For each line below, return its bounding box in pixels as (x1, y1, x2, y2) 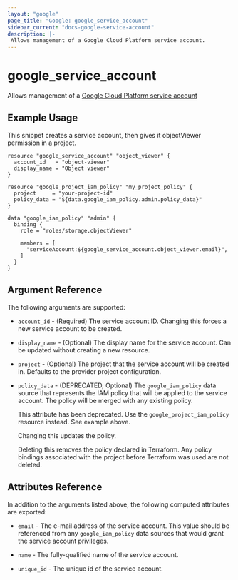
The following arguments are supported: (7, 302, 126, 311)
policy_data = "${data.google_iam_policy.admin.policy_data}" (14, 195, 202, 203)
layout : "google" (7, 10, 59, 18)
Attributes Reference (7, 481, 103, 493)
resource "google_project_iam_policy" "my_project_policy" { (7, 183, 193, 190)
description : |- (7, 30, 56, 38)
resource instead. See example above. (17, 417, 130, 426)
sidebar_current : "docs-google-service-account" (7, 24, 155, 31)
